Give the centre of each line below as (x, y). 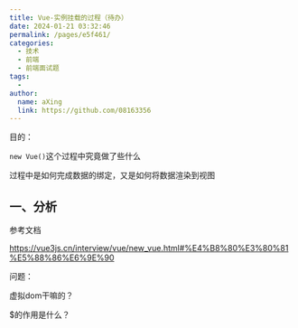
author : (24, 93)
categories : (32, 43)
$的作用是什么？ (40, 315)
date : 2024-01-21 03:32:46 (60, 26)
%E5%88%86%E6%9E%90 (62, 258)
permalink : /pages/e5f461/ (60, 34)
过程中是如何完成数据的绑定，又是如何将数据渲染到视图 (112, 175)
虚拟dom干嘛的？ (42, 295)
